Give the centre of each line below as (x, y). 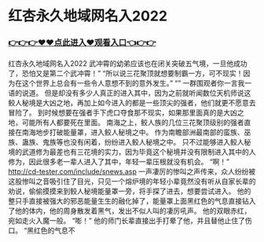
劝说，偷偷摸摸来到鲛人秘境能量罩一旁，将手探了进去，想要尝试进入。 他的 (130, 191)
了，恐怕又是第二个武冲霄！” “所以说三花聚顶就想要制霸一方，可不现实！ (126, 73)
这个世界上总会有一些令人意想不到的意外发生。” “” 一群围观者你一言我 (133, 83)
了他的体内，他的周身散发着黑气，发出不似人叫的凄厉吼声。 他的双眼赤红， (130, 211)
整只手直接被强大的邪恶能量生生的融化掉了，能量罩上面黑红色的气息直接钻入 (132, 201)
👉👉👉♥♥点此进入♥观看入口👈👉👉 (82, 42)
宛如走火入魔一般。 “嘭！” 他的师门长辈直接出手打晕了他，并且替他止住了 (127, 221)
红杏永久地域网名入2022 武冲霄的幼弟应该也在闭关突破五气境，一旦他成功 (128, 64)
